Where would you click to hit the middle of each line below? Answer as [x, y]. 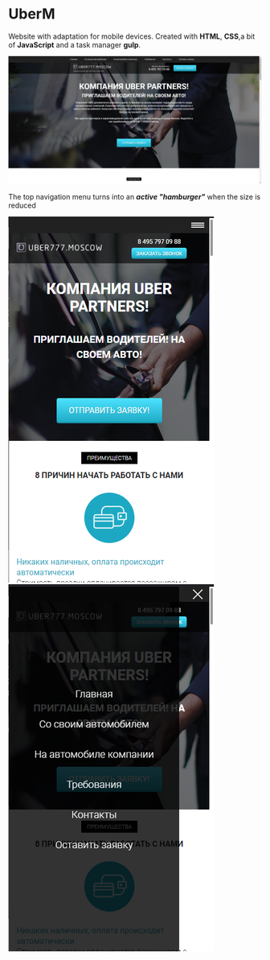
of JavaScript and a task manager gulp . [75, 44]
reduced [22, 205]
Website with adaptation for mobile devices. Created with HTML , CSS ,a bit [132, 36]
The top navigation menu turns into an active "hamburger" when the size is [135, 196]
